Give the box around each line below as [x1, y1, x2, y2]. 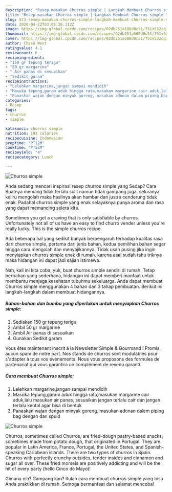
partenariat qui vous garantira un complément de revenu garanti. [5, 361, 142, 367]
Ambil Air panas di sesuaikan [12, 329, 74, 336]
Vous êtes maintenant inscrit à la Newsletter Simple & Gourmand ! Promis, [5, 345, 161, 351]
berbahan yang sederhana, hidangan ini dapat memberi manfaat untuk [5, 272, 155, 279]
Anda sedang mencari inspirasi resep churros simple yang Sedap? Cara [5, 183, 157, 189]
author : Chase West [5, 41, 47, 46]
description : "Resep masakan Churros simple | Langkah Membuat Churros [5, 7, 161, 13]
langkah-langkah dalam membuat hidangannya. [5, 288, 106, 295]
